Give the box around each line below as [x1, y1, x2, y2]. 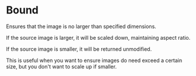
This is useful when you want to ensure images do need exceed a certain [6, 57, 183, 64]
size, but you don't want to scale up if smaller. [6, 63, 117, 70]
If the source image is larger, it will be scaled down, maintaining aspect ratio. [6, 34, 191, 41]
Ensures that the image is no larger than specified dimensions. [6, 23, 157, 30]
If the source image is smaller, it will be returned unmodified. [6, 45, 152, 53]
